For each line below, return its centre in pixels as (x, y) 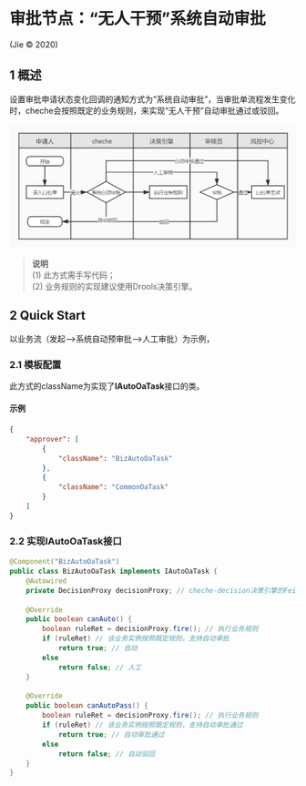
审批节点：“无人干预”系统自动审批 (138, 19)
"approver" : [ (52, 439)
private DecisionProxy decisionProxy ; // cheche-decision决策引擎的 (155, 590)
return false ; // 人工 (100, 667)
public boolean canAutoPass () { (87, 706)
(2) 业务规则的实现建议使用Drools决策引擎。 (114, 286)
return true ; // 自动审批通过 (111, 734)
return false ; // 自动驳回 (107, 754)
